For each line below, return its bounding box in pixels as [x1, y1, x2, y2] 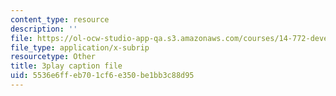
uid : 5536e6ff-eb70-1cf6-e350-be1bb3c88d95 [10, 71, 195, 81]
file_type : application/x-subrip [10, 42, 150, 53]
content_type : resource [10, 14, 110, 25]
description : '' [10, 24, 78, 34]
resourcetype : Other [10, 52, 97, 62]
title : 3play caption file [10, 61, 123, 71]
